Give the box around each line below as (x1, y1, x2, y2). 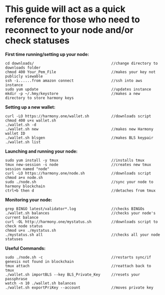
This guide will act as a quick (5, 3, 126, 15)
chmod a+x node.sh (5, 175, 43, 180)
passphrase (5, 276, 28, 281)
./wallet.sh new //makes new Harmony (5, 126, 154, 131)
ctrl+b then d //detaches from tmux (5, 188, 156, 193)
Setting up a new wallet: (5, 104, 56, 110)
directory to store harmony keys (5, 95, 74, 100)
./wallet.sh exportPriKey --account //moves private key (5, 285, 154, 290)
